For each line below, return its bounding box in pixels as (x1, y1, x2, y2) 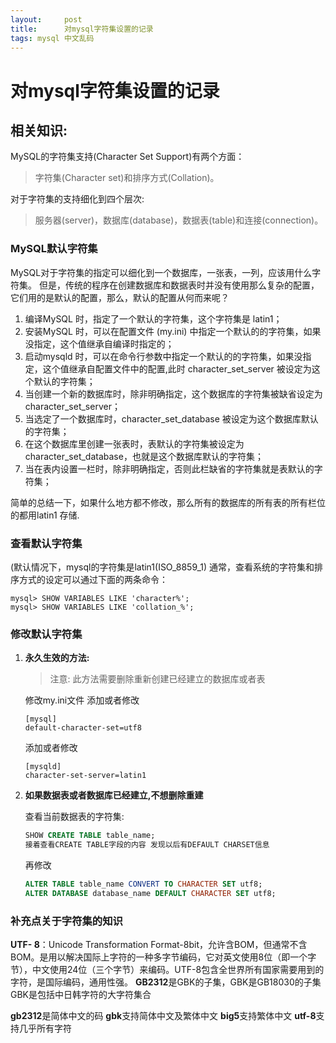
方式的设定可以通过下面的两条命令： (18, 573, 168, 585)
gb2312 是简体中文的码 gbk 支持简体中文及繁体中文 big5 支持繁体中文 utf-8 (10, 1010, 317, 1022)
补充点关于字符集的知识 (10, 914, 123, 928)
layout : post (10, 14, 83, 25)
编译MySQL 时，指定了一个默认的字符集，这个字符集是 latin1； (24, 312, 283, 325)
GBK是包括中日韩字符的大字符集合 (10, 989, 152, 1001)
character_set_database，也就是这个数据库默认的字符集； (24, 450, 264, 462)
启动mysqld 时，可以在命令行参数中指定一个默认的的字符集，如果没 (24, 350, 303, 362)
